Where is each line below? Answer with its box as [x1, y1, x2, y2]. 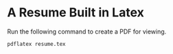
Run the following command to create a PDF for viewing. [7, 27, 167, 36]
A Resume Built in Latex [7, 5, 144, 21]
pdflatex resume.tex [7, 40, 67, 47]
